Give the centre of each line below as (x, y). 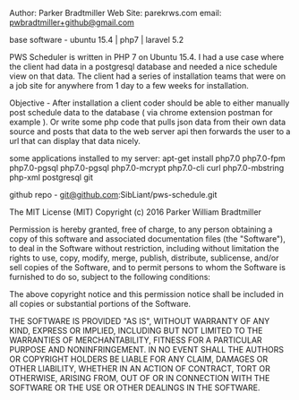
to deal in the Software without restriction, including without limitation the (144, 248)
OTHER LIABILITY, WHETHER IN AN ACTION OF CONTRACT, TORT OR (140, 369)
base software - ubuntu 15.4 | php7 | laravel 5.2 (97, 40)
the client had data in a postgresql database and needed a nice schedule (143, 67)
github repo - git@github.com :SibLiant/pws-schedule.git (113, 195)
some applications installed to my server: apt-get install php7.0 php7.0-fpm (147, 158)
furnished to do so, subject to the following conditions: (110, 277)
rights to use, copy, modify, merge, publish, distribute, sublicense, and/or (144, 258)
